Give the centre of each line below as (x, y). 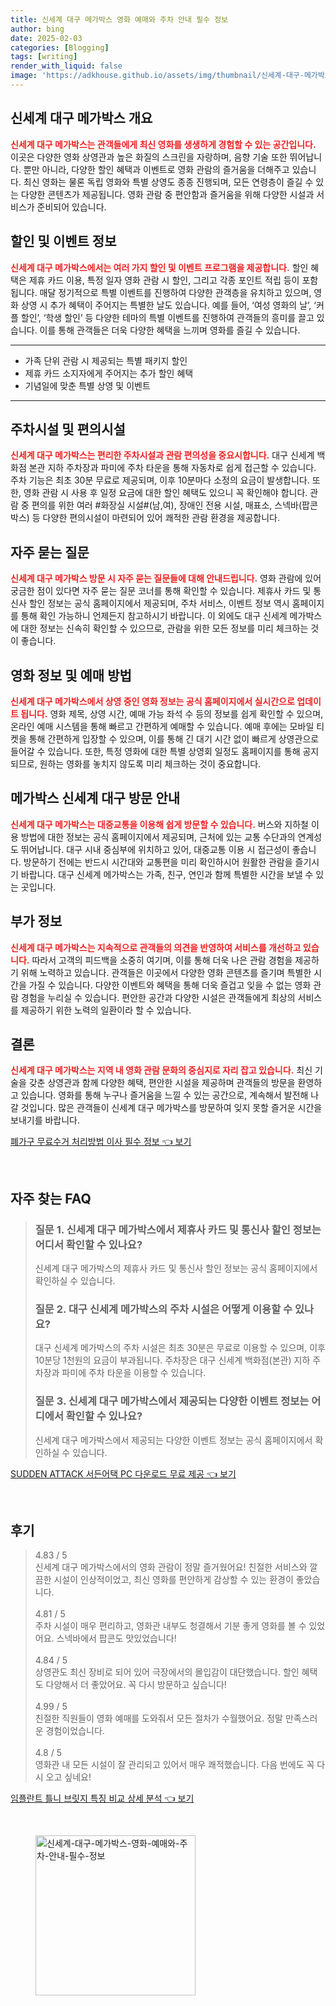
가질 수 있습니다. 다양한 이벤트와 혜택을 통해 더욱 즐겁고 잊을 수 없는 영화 (170, 985)
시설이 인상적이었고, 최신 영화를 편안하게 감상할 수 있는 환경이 (173, 1580)
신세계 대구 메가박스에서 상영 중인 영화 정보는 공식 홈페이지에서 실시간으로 (152, 701)
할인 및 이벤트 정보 (63, 241)
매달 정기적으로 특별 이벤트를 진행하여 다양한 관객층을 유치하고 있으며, (175, 292)
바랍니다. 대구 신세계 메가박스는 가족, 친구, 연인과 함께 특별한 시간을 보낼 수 (167, 874)
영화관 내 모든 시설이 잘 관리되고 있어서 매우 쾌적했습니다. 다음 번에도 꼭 (174, 1765)
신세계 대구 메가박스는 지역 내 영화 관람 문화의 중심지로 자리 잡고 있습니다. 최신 (161, 1070)
